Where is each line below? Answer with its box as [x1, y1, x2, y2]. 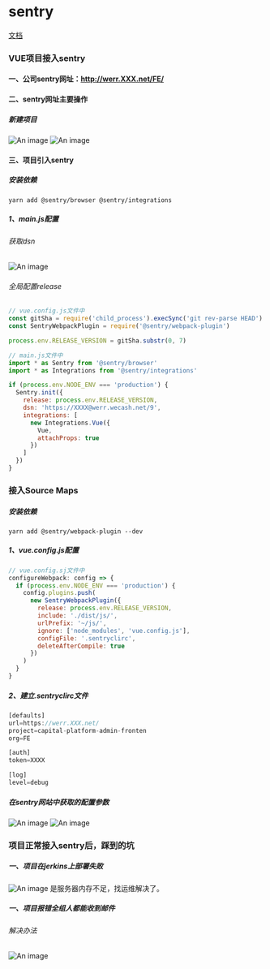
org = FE [8, 734, 31, 743]
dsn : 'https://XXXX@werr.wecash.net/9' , [23, 404, 161, 412]
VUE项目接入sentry [8, 52, 86, 63]
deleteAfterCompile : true [37, 642, 126, 650]
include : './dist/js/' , [37, 612, 118, 620]
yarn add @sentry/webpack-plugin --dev [8, 527, 144, 536]
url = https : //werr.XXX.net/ [8, 719, 100, 727]
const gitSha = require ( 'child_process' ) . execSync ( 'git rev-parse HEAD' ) [8, 315, 264, 323]
